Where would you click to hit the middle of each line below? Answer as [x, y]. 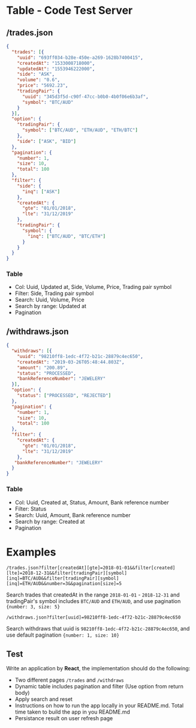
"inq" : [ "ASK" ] [41, 192]
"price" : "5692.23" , [43, 86]
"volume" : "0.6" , [39, 80]
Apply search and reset [44, 699]
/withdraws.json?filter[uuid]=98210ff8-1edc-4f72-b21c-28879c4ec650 [94, 617]
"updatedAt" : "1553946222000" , [56, 69]
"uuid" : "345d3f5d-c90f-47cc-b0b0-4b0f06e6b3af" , [85, 97]
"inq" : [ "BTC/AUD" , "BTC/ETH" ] [67, 236]
